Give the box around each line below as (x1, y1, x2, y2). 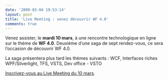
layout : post (5, 12, 33, 17)
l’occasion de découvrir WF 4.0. (5, 45, 71, 51)
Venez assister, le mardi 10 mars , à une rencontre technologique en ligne (5, 35, 156, 41)
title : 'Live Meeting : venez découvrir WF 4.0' (5, 16, 109, 21)
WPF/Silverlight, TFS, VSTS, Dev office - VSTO (5, 60, 102, 66)
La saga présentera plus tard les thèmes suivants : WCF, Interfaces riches (5, 55, 158, 61)
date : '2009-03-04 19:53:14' (5, 7, 66, 12)
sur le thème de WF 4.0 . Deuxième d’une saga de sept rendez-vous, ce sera (5, 40, 163, 46)
